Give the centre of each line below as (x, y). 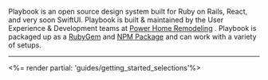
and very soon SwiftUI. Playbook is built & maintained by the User (116, 20)
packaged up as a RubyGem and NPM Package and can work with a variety (132, 36)
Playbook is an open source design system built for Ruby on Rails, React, (128, 11)
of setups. (25, 45)
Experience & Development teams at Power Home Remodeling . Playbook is (132, 28)
